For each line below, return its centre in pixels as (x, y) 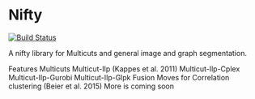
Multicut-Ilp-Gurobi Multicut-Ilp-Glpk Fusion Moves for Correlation (119, 77)
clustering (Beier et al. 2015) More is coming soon (91, 86)
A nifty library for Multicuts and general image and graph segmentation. (127, 53)
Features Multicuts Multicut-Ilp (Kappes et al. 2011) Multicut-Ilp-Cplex (124, 69)
